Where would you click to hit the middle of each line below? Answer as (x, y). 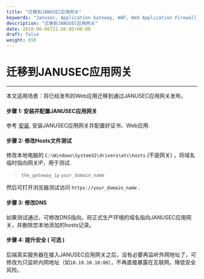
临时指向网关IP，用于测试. (39, 163)
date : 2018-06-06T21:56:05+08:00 (49, 29)
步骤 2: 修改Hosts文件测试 (39, 140)
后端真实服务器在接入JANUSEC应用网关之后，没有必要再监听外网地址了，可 (101, 254)
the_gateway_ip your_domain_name (63, 176)
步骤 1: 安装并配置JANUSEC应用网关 (52, 111)
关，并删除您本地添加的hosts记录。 (50, 225)
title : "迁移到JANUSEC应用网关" (44, 12)
